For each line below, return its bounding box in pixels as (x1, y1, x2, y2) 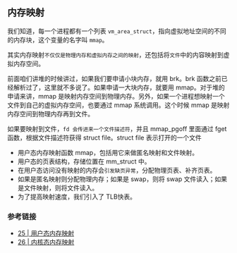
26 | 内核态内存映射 (17, 238, 75, 247)
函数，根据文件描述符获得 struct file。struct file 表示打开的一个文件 (7, 133, 202, 142)
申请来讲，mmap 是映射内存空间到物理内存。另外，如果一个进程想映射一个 (7, 92, 225, 100)
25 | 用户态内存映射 (17, 229, 75, 237)
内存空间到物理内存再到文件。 (7, 109, 94, 118)
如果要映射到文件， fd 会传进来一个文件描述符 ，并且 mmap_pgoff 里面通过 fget (7, 124, 227, 132)
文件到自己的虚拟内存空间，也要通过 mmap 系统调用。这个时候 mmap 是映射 (7, 101, 230, 109)
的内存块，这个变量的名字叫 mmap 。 (7, 35, 109, 44)
